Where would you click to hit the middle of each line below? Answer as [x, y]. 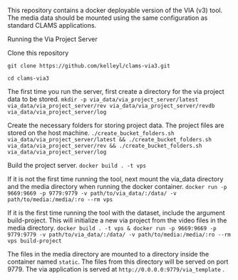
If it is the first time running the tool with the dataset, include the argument [116, 213]
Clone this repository [38, 53]
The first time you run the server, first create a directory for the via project [116, 91]
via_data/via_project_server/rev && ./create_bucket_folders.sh [105, 146]
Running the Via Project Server [52, 39]
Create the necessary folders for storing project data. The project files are [116, 125]
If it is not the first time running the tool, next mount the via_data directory [115, 179]
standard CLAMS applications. [52, 25]
